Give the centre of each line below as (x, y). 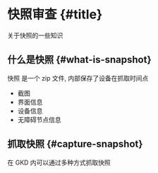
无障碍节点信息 (39, 119)
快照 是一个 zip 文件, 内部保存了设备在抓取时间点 (78, 78)
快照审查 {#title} (55, 14)
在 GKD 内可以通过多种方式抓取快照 (59, 162)
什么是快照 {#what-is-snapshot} (79, 60)
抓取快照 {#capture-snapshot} (75, 144)
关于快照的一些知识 (35, 35)
